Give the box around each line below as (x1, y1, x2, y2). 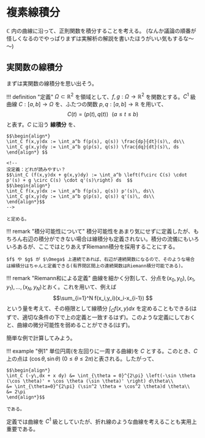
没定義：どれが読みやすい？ (6, 166, 66, 173)
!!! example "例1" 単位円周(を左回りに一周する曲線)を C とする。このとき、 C (6, 347, 198, 354)
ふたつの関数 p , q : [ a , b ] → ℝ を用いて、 (65, 101, 167, 108)
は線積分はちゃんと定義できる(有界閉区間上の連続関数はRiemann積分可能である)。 (6, 263, 186, 269)
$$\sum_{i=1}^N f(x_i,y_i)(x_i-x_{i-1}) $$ (53, 294, 153, 302)
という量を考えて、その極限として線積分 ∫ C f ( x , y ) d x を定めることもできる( (6, 305, 192, 313)
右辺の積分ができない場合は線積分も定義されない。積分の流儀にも (22, 235, 188, 243)
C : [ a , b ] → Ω (18, 101, 54, 108)
